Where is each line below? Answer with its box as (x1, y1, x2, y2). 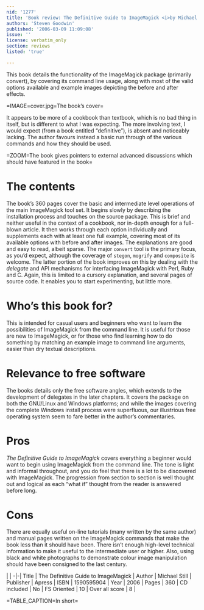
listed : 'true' (6, 49, 45, 55)
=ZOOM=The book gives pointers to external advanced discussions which (6, 151, 192, 159)
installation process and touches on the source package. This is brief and (6, 212, 191, 220)
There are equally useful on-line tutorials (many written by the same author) (6, 528, 197, 536)
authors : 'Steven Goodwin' (6, 20, 75, 26)
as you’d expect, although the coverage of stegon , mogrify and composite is (6, 252, 195, 259)
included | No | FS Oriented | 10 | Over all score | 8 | (6, 586, 136, 593)
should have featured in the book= (6, 158, 93, 165)
